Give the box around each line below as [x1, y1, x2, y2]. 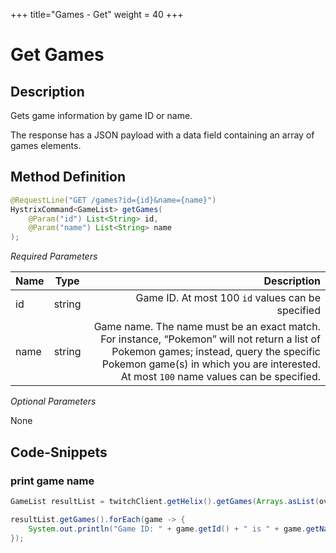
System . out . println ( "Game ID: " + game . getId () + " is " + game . [28, 524, 307, 534]
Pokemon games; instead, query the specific [111, 345, 321, 359]
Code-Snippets [10, 444, 108, 461]
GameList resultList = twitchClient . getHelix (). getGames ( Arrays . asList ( [10, 496, 320, 506]
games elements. [10, 140, 82, 151]
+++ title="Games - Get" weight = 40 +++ [10, 9, 184, 20]
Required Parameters [10, 250, 98, 263]
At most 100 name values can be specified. [120, 370, 321, 384]
